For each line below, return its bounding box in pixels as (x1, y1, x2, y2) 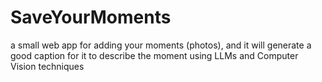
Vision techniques (10, 60, 85, 72)
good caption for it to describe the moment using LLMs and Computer (10, 49, 299, 61)
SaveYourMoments (10, 6, 172, 29)
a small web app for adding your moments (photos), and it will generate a (10, 39, 312, 51)
